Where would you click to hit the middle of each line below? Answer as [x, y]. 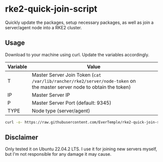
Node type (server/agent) [61, 110]
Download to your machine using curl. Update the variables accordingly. [77, 54]
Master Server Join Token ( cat [66, 75]
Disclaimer [22, 137]
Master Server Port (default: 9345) [72, 103]
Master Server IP [51, 95]
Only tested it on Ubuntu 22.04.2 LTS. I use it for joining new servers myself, [81, 149]
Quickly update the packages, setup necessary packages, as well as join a [79, 22]
